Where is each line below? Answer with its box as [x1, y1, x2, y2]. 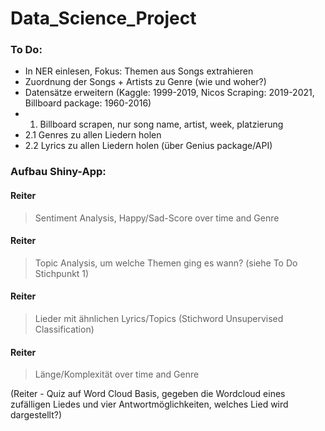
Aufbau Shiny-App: [10, 165, 107, 179]
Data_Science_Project [10, 7, 197, 30]
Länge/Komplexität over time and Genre [34, 368, 200, 381]
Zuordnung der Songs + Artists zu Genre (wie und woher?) [24, 76, 267, 88]
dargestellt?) [10, 409, 63, 421]
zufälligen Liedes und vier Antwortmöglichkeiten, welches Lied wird [10, 398, 289, 411]
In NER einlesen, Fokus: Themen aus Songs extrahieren [24, 65, 254, 77]
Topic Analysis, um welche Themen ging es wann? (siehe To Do [34, 257, 298, 269]
